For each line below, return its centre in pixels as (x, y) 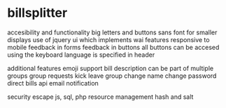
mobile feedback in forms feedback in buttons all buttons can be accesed (113, 47)
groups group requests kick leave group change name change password (112, 76)
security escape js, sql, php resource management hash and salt (100, 97)
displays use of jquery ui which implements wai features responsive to (108, 39)
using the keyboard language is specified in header (81, 55)
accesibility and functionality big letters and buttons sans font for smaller (112, 32)
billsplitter (37, 13)
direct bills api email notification (53, 83)
